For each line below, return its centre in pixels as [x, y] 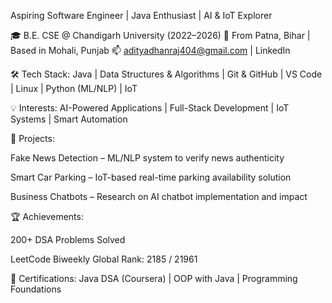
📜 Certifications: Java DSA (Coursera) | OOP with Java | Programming [154, 278]
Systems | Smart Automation [69, 119]
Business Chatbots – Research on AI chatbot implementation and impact [159, 196]
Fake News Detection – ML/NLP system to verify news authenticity [147, 158]
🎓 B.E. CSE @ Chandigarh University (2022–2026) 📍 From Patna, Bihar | [160, 35]
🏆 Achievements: [47, 216]
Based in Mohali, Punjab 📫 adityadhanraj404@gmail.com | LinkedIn [150, 50]
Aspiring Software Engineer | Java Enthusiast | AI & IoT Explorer [141, 15]
